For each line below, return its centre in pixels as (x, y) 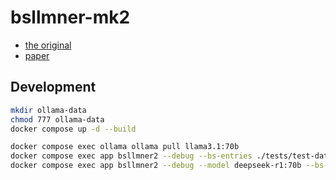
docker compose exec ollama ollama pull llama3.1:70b (125, 147)
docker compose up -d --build (73, 129)
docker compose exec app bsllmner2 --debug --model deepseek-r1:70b (156, 166)
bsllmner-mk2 (70, 17)
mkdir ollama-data (48, 110)
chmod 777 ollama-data (57, 119)
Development (53, 87)
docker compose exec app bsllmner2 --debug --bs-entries (131, 156)
